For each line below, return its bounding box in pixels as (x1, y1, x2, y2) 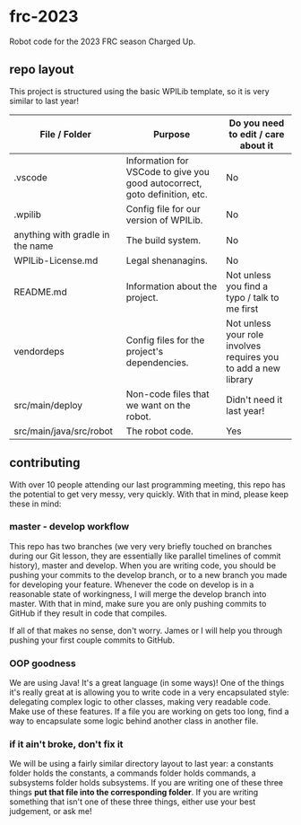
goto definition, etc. (125, 188, 208, 200)
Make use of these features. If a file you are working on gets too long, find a (9, 707, 289, 717)
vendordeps (13, 345, 64, 357)
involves (226, 339, 262, 352)
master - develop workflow (9, 521, 130, 533)
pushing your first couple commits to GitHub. (9, 635, 176, 645)
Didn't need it (226, 393, 283, 406)
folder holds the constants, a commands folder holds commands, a (9, 768, 257, 778)
